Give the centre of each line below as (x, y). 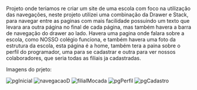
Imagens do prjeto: (29, 69)
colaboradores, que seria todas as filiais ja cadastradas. (74, 58)
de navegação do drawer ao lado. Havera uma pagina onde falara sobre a (95, 33)
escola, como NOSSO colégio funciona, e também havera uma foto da (91, 39)
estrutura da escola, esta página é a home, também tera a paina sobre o (93, 46)
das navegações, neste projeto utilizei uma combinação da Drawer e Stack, (97, 15)
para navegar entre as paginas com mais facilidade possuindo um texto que (98, 21)
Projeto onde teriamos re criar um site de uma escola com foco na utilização (98, 8)
